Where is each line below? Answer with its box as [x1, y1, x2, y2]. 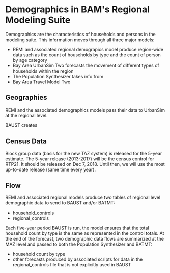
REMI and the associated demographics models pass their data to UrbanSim [5, 107, 165, 113]
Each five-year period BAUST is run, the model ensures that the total [5, 225, 149, 231]
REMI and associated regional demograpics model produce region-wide [12, 46, 164, 52]
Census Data [5, 137, 47, 146]
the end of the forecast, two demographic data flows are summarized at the [5, 236, 164, 242]
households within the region [12, 67, 74, 74]
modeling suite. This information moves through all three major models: [5, 37, 155, 43]
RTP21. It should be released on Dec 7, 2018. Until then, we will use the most [5, 161, 165, 167]
